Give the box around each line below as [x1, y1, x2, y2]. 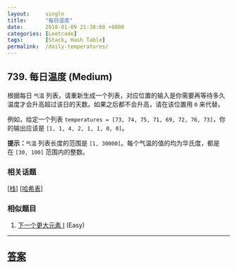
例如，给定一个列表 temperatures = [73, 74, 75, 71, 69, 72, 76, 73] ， [7, 114, 220, 124]
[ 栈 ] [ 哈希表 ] [7, 184, 44, 193]
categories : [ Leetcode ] [7, 30, 78, 37]
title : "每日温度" [7, 17, 73, 24]
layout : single [7, 10, 65, 18]
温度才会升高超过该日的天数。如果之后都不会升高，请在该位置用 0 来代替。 [7, 100, 224, 108]
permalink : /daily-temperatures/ [7, 43, 109, 50]
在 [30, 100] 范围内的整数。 [7, 148, 90, 156]
